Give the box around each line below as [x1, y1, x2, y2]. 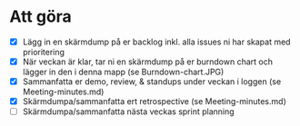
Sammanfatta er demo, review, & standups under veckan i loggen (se [22, 76, 282, 87]
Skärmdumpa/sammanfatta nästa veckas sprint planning [22, 106, 235, 117]
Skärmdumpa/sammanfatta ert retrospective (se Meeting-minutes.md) [22, 96, 286, 107]
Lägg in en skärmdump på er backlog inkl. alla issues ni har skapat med [22, 36, 291, 47]
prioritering [22, 47, 65, 57]
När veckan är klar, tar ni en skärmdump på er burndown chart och [22, 56, 273, 67]
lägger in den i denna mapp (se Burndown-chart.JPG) [22, 66, 225, 78]
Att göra [9, 6, 73, 27]
